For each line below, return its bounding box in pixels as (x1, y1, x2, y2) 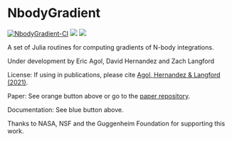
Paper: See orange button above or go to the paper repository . (7, 91, 191, 100)
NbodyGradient (7, 5, 101, 21)
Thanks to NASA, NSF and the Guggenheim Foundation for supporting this (7, 119, 226, 128)
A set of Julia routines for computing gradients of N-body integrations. (7, 43, 214, 51)
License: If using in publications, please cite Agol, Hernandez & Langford (7, 70, 221, 79)
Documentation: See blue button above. (7, 105, 124, 114)
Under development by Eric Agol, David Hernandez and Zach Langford (7, 57, 215, 65)
